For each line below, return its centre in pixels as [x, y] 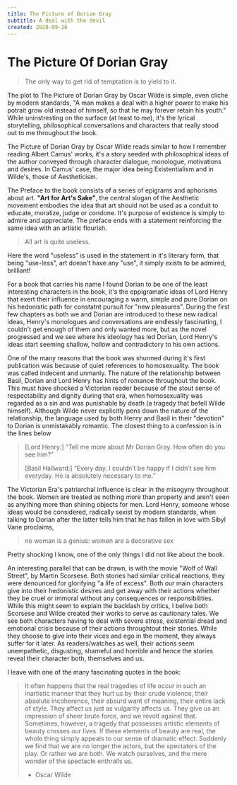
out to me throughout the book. [53, 133]
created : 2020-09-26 [38, 27]
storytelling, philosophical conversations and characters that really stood [113, 125]
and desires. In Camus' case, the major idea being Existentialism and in [110, 169]
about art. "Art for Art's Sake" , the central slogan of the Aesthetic [103, 198]
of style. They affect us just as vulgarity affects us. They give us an [122, 709]
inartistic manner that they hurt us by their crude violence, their [116, 694]
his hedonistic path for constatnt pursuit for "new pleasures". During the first [119, 307]
